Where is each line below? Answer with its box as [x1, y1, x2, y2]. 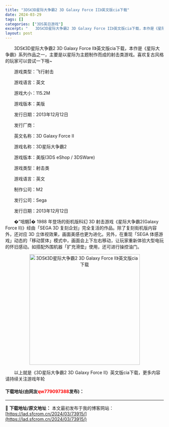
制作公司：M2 [14, 187, 43, 192]
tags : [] [5, 17, 24, 22]
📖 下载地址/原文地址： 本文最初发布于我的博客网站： [5, 405, 114, 411]
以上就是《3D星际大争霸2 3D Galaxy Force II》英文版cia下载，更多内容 [14, 370, 160, 376]
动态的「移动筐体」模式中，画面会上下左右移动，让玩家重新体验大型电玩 [14, 237, 164, 243]
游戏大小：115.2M [14, 90, 50, 96]
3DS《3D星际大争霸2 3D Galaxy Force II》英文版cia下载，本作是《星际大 [14, 45, 160, 51]
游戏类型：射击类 [14, 165, 49, 171]
